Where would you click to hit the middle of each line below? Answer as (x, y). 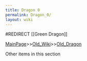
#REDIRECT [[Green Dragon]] (36, 34)
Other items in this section (33, 54)
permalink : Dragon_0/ (28, 15)
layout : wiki (19, 19)
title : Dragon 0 (23, 10)
